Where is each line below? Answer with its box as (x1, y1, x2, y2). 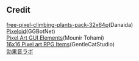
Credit (6, 5, 30, 15)
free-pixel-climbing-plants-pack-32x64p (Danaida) (6, 21, 134, 28)
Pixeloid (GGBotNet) (6, 27, 56, 35)
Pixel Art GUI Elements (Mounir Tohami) (6, 34, 105, 41)
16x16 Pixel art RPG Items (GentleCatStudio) (6, 40, 115, 48)
